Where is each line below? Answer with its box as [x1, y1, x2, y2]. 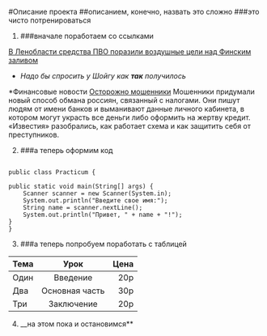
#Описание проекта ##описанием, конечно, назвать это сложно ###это [8, 7, 260, 16]
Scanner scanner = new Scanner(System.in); [23, 189, 172, 198]
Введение [53, 272, 93, 283]
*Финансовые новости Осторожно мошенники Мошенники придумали [8, 87, 255, 96]
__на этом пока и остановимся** [19, 319, 133, 329]
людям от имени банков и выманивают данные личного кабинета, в [8, 104, 245, 113]
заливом [8, 56, 39, 65]
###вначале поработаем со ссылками [19, 32, 154, 40]
